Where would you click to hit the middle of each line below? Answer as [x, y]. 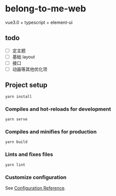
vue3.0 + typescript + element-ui [39, 22]
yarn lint [15, 165]
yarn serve [16, 120]
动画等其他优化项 [30, 69]
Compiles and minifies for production [51, 132]
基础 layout [24, 57]
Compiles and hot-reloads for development [58, 109]
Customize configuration [36, 177]
